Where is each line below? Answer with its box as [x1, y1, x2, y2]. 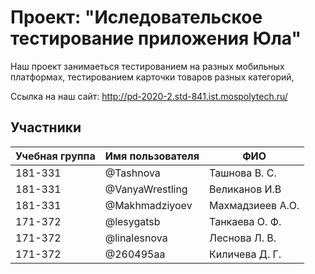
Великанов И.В [209, 182, 282, 196]
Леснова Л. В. [209, 231, 277, 245]
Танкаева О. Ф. [209, 214, 282, 228]
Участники [10, 119, 82, 136]
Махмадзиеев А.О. [209, 198, 300, 212]
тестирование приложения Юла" [10, 27, 302, 50]
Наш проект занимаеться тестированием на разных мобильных [10, 60, 285, 72]
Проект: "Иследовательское [10, 6, 263, 29]
